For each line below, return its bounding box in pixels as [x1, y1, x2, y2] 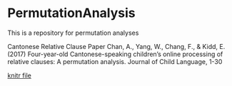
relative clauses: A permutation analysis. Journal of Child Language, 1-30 [7, 57, 223, 65]
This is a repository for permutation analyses [7, 28, 139, 37]
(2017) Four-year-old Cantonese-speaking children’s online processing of [7, 50, 223, 58]
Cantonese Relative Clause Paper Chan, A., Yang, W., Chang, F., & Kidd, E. [7, 42, 226, 50]
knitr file [7, 71, 32, 80]
